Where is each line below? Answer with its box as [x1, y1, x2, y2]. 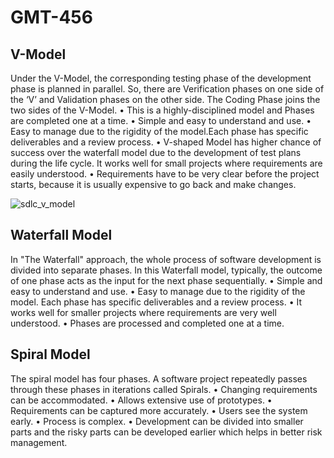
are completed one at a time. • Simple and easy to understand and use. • [10, 115, 312, 126]
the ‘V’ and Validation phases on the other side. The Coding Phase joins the [10, 94, 321, 105]
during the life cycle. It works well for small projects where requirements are [10, 157, 323, 169]
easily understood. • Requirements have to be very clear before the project [10, 168, 320, 180]
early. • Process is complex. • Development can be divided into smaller [10, 415, 304, 427]
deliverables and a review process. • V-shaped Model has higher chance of [10, 136, 322, 148]
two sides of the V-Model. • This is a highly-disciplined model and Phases [10, 104, 315, 116]
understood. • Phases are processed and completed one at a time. [10, 317, 285, 329]
